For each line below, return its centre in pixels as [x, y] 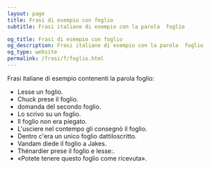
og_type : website [32, 52]
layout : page [26, 14]
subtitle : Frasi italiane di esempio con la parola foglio [96, 26]
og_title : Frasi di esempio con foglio [65, 39]
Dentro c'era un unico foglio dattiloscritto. [77, 136]
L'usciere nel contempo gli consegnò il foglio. [82, 129]
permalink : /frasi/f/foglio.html [56, 59]
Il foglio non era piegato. [52, 121]
